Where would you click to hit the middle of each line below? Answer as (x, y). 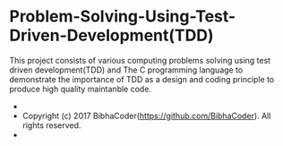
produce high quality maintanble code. (81, 89)
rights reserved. (51, 125)
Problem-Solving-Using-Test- (123, 17)
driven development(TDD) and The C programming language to (126, 70)
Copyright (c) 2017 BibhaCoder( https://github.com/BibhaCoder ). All (146, 116)
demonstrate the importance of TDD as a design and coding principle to (142, 79)
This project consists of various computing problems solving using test (140, 60)
